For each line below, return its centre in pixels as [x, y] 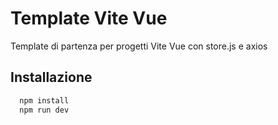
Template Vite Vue [89, 18]
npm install [44, 100]
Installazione [51, 77]
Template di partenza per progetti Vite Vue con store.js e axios [139, 46]
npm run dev [44, 110]
